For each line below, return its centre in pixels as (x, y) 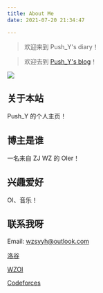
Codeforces (24, 283)
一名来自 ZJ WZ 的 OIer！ (44, 158)
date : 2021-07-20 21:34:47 (46, 20)
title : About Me (30, 14)
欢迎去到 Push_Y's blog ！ (60, 61)
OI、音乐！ (22, 200)
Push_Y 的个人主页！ (37, 116)
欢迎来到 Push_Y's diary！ (61, 46)
